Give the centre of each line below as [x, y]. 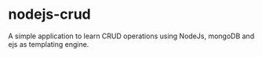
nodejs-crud [50, 14]
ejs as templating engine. [49, 44]
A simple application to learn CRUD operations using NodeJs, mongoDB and [131, 36]
